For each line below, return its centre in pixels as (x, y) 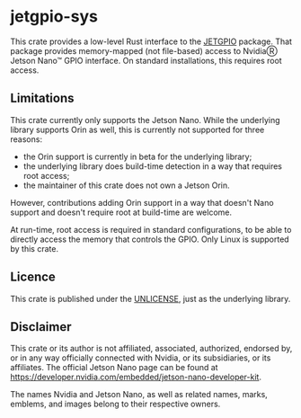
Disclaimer (41, 327)
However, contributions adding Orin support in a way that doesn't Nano (142, 202)
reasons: (27, 139)
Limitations (42, 98)
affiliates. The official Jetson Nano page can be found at (114, 368)
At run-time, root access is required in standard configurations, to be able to (151, 229)
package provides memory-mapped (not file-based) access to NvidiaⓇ (144, 50)
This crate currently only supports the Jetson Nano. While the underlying (146, 120)
